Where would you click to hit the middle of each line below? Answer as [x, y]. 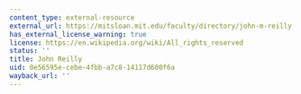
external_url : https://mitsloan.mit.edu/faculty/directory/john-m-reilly [151, 26]
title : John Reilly [46, 59]
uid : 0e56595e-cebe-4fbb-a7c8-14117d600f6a [92, 68]
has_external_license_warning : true [78, 34]
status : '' [30, 51]
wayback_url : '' [40, 76]
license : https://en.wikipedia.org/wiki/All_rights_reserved [127, 43]
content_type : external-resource [72, 17]
